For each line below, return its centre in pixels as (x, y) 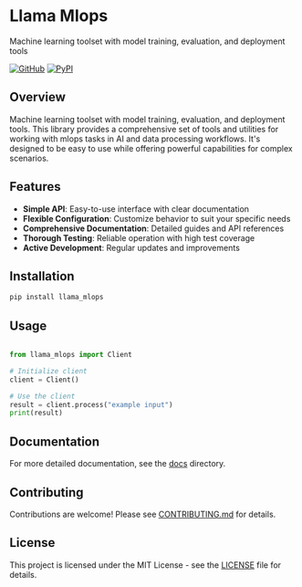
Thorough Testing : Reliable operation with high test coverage (139, 237)
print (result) (36, 413)
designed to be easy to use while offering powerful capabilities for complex (151, 148)
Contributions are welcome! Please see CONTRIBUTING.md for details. (143, 514)
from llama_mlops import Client (71, 355)
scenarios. (29, 158)
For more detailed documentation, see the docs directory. (118, 464)
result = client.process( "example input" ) (91, 404)
